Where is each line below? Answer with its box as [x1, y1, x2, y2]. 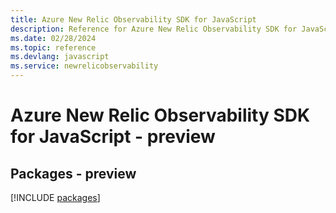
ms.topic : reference [10, 42, 97, 53]
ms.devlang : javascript [10, 52, 110, 62]
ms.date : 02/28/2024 [10, 33, 97, 43]
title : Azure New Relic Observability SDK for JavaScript [10, 14, 257, 25]
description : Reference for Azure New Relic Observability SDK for [10, 24, 298, 34]
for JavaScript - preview [10, 126, 216, 148]
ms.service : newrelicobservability [10, 61, 159, 71]
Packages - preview [10, 165, 137, 182]
